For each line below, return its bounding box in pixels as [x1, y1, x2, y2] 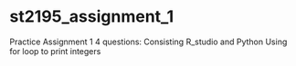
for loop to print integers [9, 45, 101, 56]
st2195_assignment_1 [9, 6, 174, 27]
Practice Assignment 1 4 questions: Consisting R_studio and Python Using [9, 36, 288, 47]
